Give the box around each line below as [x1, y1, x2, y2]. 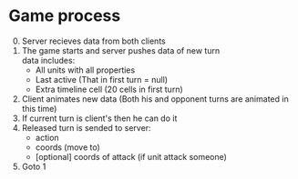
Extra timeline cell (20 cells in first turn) [35, 84, 183, 94]
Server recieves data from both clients [21, 35, 166, 46]
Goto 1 [21, 161, 46, 172]
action [35, 132, 60, 143]
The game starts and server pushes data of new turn [21, 45, 221, 55]
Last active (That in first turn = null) [35, 74, 169, 85]
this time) [21, 103, 57, 114]
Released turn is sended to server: [21, 122, 151, 133]
